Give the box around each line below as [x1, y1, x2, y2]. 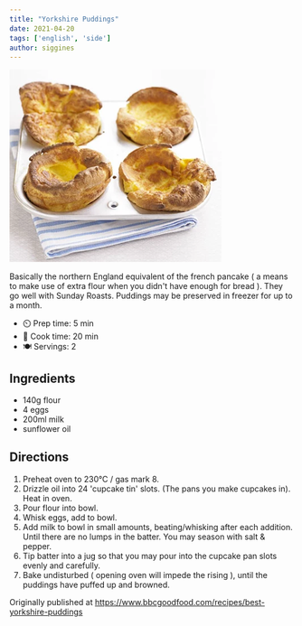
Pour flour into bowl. [22, 502, 99, 513]
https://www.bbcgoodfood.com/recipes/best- [94, 596, 265, 607]
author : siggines [9, 43, 75, 52]
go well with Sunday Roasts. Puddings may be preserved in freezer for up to [9, 290, 293, 302]
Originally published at [9, 596, 93, 607]
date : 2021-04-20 [9, 23, 75, 33]
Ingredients [9, 370, 76, 386]
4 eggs [22, 405, 50, 416]
